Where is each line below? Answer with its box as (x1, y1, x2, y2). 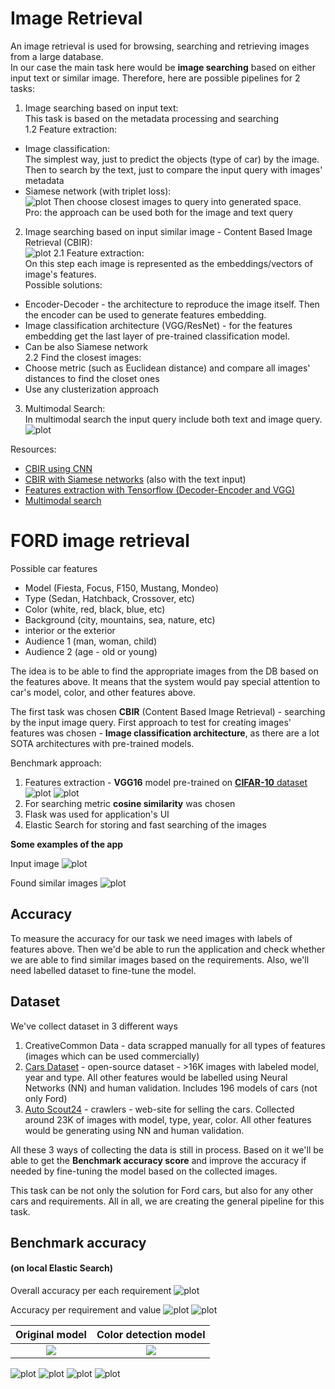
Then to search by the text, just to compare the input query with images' (24, 163, 323, 176)
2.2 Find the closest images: (24, 351, 142, 363)
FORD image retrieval (10, 530, 190, 552)
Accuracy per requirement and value (10, 1304, 162, 1316)
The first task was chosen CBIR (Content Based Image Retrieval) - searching (10, 705, 326, 717)
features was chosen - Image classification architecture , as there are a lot (10, 727, 320, 739)
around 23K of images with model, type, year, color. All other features (24, 1113, 312, 1126)
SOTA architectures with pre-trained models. (10, 737, 195, 749)
